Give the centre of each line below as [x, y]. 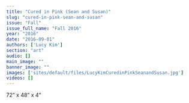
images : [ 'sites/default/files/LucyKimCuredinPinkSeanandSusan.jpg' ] [95, 73]
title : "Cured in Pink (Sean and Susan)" [59, 12]
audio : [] [19, 56]
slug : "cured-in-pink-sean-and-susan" [55, 17]
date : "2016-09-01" [31, 39]
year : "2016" [22, 34]
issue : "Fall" [24, 23]
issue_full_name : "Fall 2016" [44, 28]
